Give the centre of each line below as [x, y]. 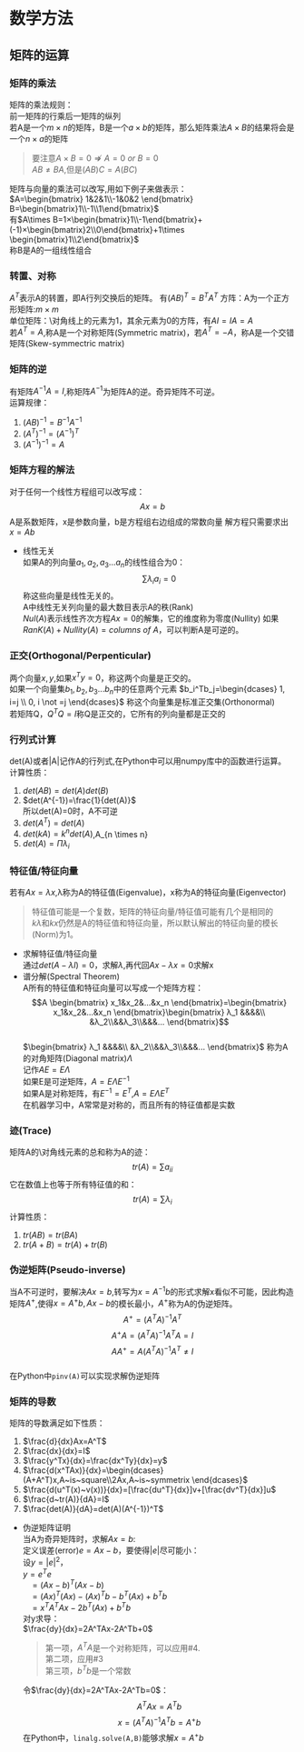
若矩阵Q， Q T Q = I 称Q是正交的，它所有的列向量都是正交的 [118, 713]
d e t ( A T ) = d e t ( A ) [54, 822]
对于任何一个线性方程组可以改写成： [77, 491]
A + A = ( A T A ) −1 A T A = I [152, 1335]
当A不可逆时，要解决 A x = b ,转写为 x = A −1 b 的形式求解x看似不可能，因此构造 [152, 1290]
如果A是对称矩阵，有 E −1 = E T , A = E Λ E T [96, 1092]
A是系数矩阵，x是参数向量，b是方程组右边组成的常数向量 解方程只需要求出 [149, 521]
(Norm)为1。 [55, 935]
